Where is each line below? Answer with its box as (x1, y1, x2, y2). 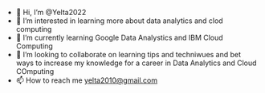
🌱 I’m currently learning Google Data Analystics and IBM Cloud (15, 33, 223, 42)
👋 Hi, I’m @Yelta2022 (15, 8, 87, 17)
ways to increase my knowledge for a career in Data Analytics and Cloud (15, 58, 257, 68)
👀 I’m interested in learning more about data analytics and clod (15, 16, 223, 25)
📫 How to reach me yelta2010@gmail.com (15, 76, 158, 85)
